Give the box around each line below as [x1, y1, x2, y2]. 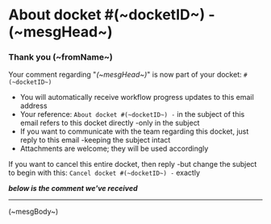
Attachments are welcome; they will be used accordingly [19, 143, 209, 154]
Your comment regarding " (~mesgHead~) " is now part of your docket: [8, 70, 242, 80]
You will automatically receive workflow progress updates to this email [19, 93, 254, 102]
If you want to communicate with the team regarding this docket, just [19, 127, 249, 136]
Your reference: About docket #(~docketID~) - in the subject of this [19, 110, 245, 119]
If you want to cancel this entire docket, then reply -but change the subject [8, 160, 257, 169]
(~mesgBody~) [8, 207, 59, 217]
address [19, 101, 48, 110]
